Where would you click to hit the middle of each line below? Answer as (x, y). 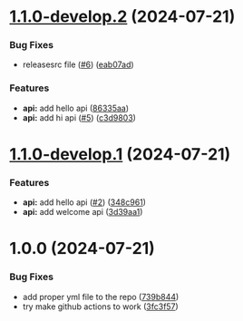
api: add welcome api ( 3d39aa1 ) (83, 212)
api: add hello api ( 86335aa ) (76, 108)
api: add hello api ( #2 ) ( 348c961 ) (84, 202)
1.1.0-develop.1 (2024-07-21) (120, 154)
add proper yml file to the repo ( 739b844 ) (101, 297)
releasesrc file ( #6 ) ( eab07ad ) (78, 64)
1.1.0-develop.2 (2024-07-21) (122, 17)
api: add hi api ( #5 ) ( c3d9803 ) (79, 117)
